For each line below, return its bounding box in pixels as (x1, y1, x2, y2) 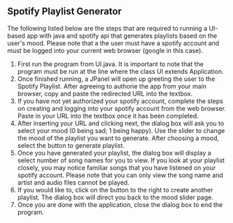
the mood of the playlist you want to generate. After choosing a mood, (17, 134, 220, 142)
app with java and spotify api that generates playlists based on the (27, 31, 218, 40)
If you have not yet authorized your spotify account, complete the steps (17, 97, 223, 105)
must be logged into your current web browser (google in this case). (7, 46, 204, 54)
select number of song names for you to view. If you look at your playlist (17, 156, 225, 164)
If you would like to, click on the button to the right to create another (17, 185, 213, 194)
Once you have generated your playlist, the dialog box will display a (17, 148, 211, 157)
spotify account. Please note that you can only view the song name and (17, 171, 223, 179)
